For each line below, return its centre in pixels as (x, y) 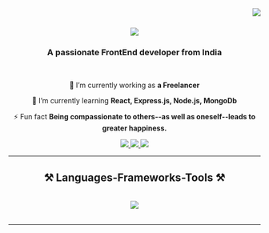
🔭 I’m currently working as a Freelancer (134, 85)
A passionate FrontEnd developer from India (134, 53)
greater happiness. (134, 128)
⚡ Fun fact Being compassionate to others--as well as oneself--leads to (134, 117)
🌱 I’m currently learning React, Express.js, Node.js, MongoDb (134, 101)
